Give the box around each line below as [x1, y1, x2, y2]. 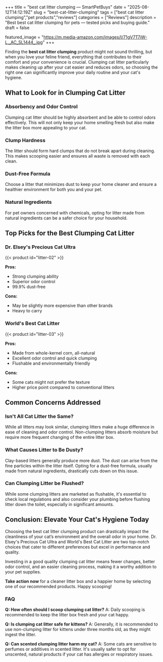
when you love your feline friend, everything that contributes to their [5, 54, 142, 60]
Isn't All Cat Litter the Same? [5, 413, 74, 420]
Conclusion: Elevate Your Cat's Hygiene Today [5, 516, 149, 524]
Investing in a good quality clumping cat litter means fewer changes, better [5, 558, 155, 564]
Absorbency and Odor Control [5, 103, 78, 110]
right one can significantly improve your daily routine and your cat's [5, 70, 141, 75]
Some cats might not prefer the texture [12, 379, 90, 385]
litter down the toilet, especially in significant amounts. [5, 501, 114, 507]
